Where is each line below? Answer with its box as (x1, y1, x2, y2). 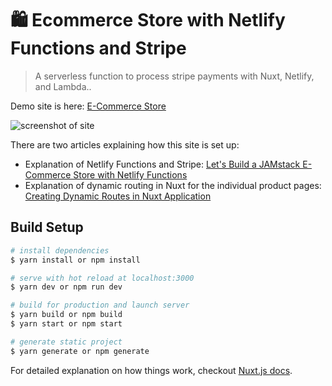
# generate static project (10, 337, 123, 347)
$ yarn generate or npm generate (10, 346, 150, 356)
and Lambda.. (34, 80, 92, 92)
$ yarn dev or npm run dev (10, 282, 123, 292)
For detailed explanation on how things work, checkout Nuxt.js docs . (10, 364, 293, 376)
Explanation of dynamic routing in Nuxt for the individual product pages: (24, 179, 322, 191)
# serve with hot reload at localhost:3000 (10, 273, 195, 283)
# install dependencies (10, 245, 110, 256)
